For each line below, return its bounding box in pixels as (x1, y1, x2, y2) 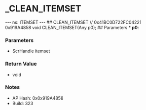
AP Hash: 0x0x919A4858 (12, 95, 64, 101)
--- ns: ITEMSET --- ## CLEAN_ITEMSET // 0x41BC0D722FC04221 (5, 19, 142, 25)
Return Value (5, 60, 37, 67)
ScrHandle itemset (12, 48, 50, 54)
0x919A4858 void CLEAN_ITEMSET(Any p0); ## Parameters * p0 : (5, 24, 139, 30)
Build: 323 (12, 100, 34, 106)
